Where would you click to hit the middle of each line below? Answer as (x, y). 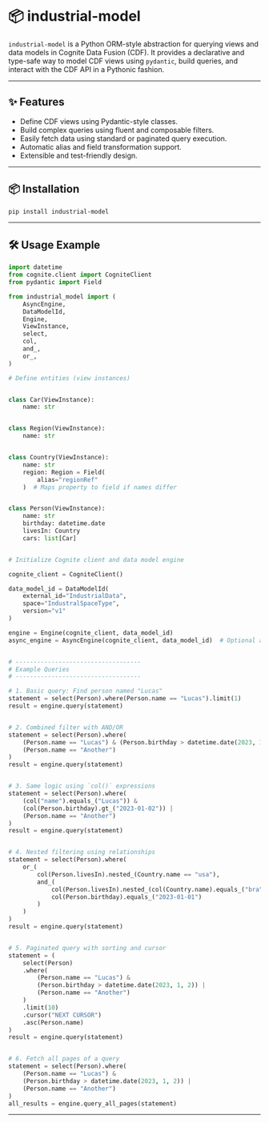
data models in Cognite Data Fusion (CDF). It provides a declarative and (126, 52)
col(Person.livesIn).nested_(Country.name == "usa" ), (128, 874)
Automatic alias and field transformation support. (100, 146)
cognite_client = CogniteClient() (66, 574)
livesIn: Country (52, 531)
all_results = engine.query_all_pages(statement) (93, 1103)
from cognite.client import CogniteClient (80, 275)
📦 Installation (44, 189)
